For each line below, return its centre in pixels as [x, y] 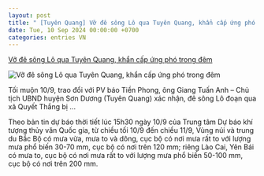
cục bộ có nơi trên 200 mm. [53, 164]
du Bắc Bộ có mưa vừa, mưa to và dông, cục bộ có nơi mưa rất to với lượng [130, 139]
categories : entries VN [47, 37]
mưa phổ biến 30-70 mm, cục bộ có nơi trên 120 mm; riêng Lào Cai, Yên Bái [131, 147]
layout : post [30, 15]
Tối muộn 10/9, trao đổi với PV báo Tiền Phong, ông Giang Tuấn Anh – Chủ [129, 90]
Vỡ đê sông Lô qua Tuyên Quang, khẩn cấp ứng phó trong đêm [110, 60]
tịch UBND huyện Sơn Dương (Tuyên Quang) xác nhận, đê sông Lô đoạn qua [132, 98]
